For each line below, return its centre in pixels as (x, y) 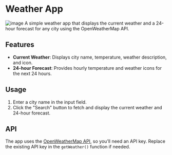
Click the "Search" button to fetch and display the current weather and (88, 107)
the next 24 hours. (32, 73)
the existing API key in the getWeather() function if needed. (68, 147)
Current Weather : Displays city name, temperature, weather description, (90, 57)
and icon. (23, 63)
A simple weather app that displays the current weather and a (90, 23)
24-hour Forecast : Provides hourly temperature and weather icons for (87, 68)
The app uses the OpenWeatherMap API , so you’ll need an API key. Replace (85, 141)
